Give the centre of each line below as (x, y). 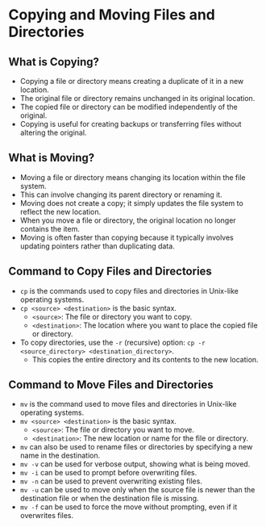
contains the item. (50, 228)
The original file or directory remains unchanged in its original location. (137, 98)
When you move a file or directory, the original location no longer (128, 220)
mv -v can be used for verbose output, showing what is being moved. (135, 464)
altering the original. (53, 132)
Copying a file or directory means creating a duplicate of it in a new (132, 81)
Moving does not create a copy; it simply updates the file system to (131, 203)
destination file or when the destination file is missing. (109, 499)
